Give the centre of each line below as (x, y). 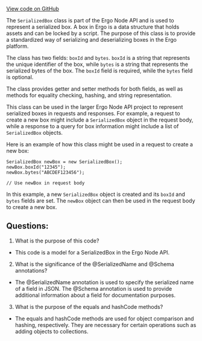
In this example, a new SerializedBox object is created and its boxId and (96, 194)
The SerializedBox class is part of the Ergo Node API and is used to (90, 20)
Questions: (27, 226)
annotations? (31, 270)
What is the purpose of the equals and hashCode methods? (89, 307)
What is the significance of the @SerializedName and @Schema (95, 264)
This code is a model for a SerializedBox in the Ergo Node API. (92, 252)
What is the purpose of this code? (57, 241)
